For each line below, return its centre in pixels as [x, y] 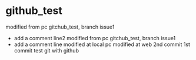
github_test [34, 11]
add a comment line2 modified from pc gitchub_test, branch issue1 [95, 38]
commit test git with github [46, 50]
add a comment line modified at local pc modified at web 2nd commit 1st [102, 44]
